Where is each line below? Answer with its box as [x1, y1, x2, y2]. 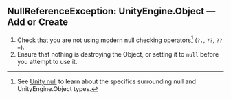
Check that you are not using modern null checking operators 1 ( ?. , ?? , [16, 34, 215, 44]
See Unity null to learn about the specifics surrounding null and [16, 77, 196, 86]
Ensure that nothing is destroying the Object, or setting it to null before [16, 50, 219, 59]
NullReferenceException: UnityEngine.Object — [7, 6, 216, 17]
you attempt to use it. [16, 58, 78, 66]
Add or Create [7, 17, 69, 28]
